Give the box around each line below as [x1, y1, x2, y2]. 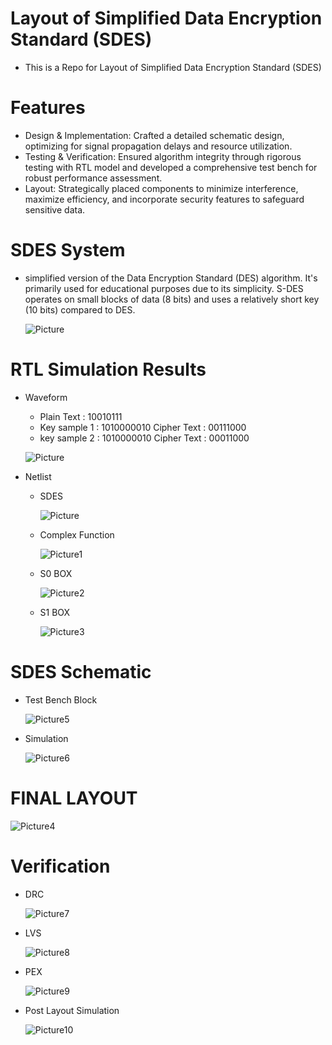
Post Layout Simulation [24, 1004, 120, 1016]
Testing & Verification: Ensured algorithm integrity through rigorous [24, 150, 302, 162]
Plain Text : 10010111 [39, 410, 123, 422]
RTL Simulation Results [10, 358, 207, 381]
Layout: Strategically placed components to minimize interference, [24, 182, 299, 194]
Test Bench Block [24, 693, 98, 706]
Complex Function [39, 528, 115, 541]
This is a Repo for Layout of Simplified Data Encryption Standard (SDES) [24, 61, 322, 73]
